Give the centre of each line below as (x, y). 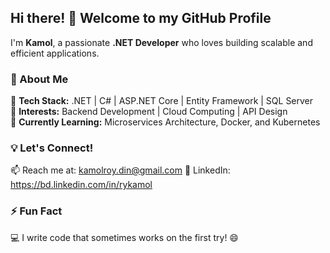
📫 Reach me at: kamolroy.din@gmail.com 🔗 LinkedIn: (120, 170)
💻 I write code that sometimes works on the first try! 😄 (124, 237)
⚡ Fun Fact (36, 211)
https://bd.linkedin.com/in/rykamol (81, 185)
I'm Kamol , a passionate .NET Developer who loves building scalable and (161, 42)
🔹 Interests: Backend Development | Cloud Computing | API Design (149, 112)
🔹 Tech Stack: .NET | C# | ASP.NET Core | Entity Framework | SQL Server (162, 101)
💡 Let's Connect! (52, 148)
